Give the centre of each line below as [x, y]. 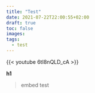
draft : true [21, 23]
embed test [35, 85]
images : [16, 34]
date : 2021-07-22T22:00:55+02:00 [48, 17]
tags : [13, 39]
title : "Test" [24, 12]
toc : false [20, 28]
